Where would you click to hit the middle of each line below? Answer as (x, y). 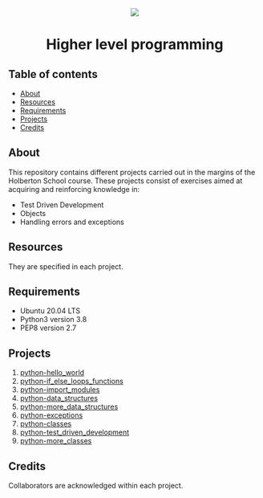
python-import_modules (60, 390)
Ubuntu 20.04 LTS (50, 311)
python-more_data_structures (69, 407)
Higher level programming (135, 45)
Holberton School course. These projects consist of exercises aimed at (125, 181)
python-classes (46, 424)
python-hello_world (52, 373)
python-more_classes (56, 441)
